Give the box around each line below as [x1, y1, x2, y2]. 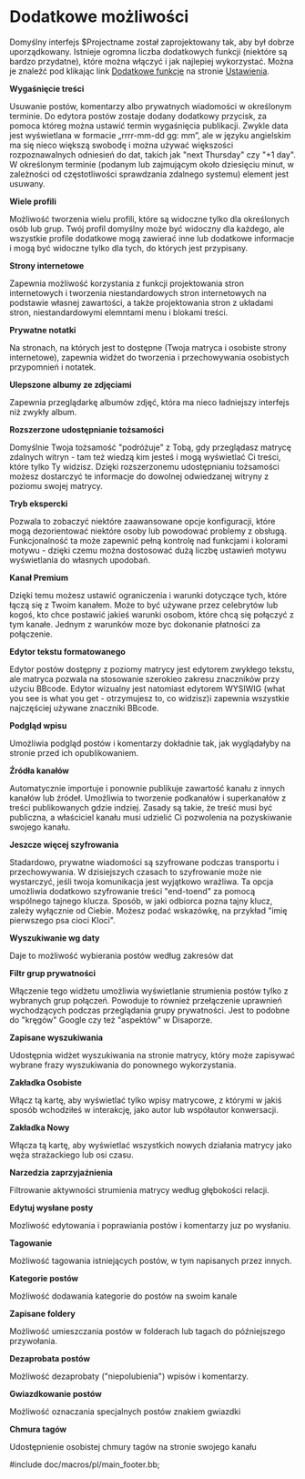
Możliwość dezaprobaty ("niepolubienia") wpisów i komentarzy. [9, 1371, 249, 1382]
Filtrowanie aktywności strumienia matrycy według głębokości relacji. [9, 1184, 270, 1195]
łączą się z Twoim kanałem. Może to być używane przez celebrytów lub [9, 599, 279, 610]
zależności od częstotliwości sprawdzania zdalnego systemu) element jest [9, 168, 290, 179]
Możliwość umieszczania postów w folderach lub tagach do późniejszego [9, 1325, 286, 1336]
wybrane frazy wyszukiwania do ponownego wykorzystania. [9, 1059, 237, 1070]
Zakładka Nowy [9, 1122, 70, 1133]
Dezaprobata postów [9, 1352, 91, 1363]
